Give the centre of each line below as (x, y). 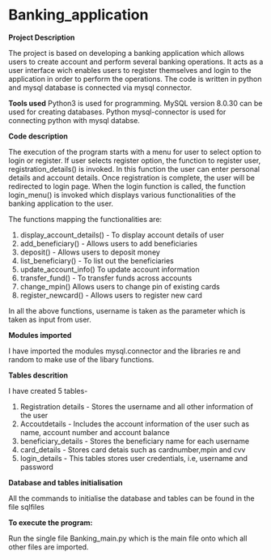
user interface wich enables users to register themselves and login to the (130, 70)
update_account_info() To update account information (110, 269)
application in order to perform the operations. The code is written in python (135, 79)
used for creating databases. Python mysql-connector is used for (117, 112)
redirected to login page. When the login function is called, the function (127, 186)
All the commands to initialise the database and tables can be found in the (131, 498)
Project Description (42, 37)
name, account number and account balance (95, 432)
